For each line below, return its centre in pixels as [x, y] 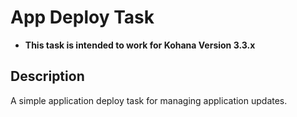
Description [47, 76]
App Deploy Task [82, 17]
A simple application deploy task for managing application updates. [149, 100]
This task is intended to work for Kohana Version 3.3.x [140, 45]
